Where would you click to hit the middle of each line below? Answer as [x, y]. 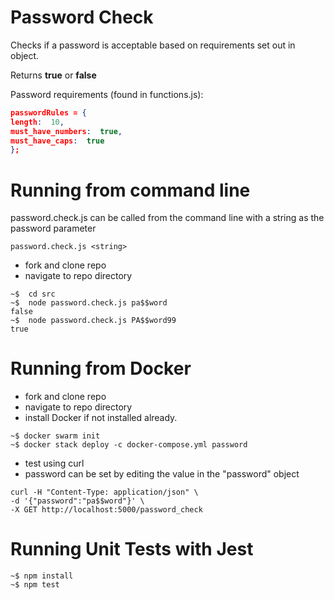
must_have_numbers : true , [66, 131]
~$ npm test [35, 585]
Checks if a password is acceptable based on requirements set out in [153, 45]
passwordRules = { [48, 112]
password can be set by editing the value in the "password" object [162, 474]
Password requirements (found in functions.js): [107, 94]
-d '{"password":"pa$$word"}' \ [77, 501]
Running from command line [130, 190]
